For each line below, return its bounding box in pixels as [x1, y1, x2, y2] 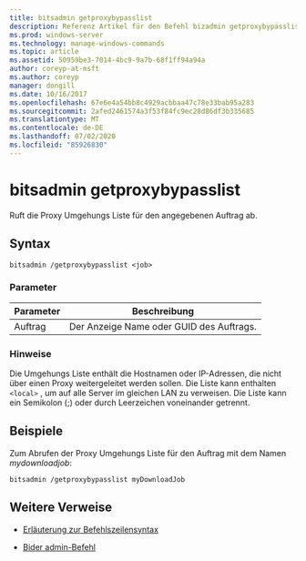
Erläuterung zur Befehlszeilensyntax [22, 524, 159, 535]
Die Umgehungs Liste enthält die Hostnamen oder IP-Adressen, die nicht [9, 368, 282, 379]
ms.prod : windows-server [9, 30, 104, 39]
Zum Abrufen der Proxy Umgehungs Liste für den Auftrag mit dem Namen [9, 447, 287, 458]
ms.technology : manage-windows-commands [9, 38, 166, 48]
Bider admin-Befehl [22, 541, 97, 552]
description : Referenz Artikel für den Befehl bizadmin [9, 22, 226, 31]
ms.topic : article [9, 47, 79, 56]
